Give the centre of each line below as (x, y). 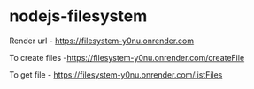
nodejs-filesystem (78, 16)
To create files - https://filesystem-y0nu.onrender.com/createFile (127, 57)
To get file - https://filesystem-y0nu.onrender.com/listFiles (116, 74)
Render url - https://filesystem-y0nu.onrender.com (102, 41)
